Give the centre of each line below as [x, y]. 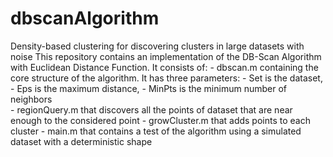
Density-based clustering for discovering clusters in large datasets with [157, 46]
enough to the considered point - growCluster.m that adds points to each [160, 120]
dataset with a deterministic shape [81, 141]
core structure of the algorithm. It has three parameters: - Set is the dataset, [166, 78]
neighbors [31, 99]
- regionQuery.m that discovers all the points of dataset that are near [151, 109]
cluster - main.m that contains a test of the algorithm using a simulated [156, 131]
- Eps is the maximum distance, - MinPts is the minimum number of [148, 88]
